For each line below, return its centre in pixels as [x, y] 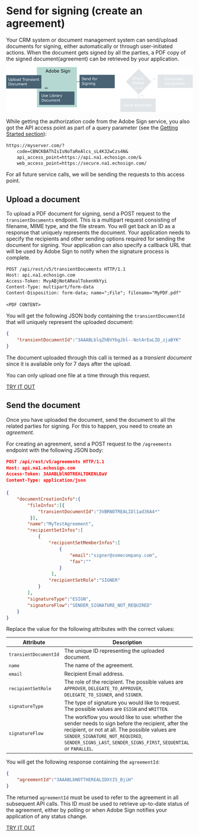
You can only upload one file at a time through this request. [78, 375]
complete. [18, 258]
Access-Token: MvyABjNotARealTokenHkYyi [57, 281]
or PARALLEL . [79, 749]
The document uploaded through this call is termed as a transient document [99, 357]
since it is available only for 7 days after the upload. [69, 364]
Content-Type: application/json [46, 480]
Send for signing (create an [74, 11]
